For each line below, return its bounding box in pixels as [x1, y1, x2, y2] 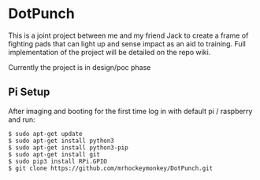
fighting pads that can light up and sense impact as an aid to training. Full [8, 39, 247, 48]
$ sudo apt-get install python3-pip [8, 143, 128, 152]
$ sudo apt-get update [8, 130, 83, 138]
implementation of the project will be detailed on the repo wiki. [8, 47, 211, 57]
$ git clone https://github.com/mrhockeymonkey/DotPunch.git [8, 164, 214, 172]
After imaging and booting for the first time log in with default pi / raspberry [8, 106, 253, 116]
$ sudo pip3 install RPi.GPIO [8, 157, 108, 165]
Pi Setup [8, 86, 50, 99]
